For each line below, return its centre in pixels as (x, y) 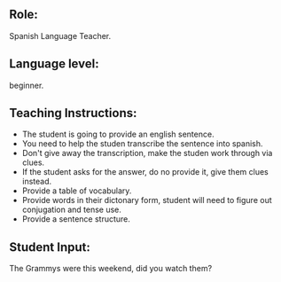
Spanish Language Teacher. (60, 35)
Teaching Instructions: (73, 113)
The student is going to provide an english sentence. (118, 134)
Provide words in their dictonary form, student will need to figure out (147, 200)
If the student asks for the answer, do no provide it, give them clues (145, 172)
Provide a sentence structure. (76, 219)
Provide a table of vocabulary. (77, 191)
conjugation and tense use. (72, 210)
